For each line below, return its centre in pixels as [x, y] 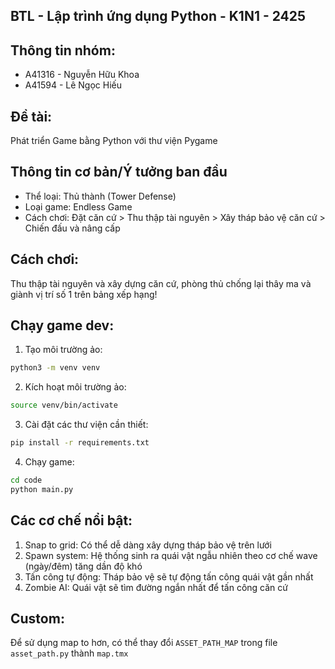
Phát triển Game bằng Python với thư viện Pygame [114, 141]
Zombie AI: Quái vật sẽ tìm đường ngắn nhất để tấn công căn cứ [156, 587]
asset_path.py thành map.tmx [69, 653]
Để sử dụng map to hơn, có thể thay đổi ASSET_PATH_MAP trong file [144, 643]
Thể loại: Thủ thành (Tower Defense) [100, 196]
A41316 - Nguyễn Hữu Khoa [82, 75]
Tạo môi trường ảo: [63, 350]
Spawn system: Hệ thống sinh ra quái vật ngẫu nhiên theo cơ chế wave [171, 555]
